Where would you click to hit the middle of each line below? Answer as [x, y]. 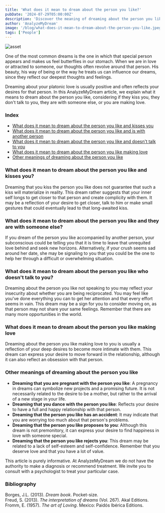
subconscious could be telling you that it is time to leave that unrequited [78, 242]
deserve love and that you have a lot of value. [58, 451]
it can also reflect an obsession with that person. [54, 360]
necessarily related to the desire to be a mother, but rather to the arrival [84, 393]
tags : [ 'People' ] [23, 33]
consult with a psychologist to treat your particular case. [62, 471]
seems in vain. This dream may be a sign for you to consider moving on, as [81, 304]
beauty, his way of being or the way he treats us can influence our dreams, [81, 72]
